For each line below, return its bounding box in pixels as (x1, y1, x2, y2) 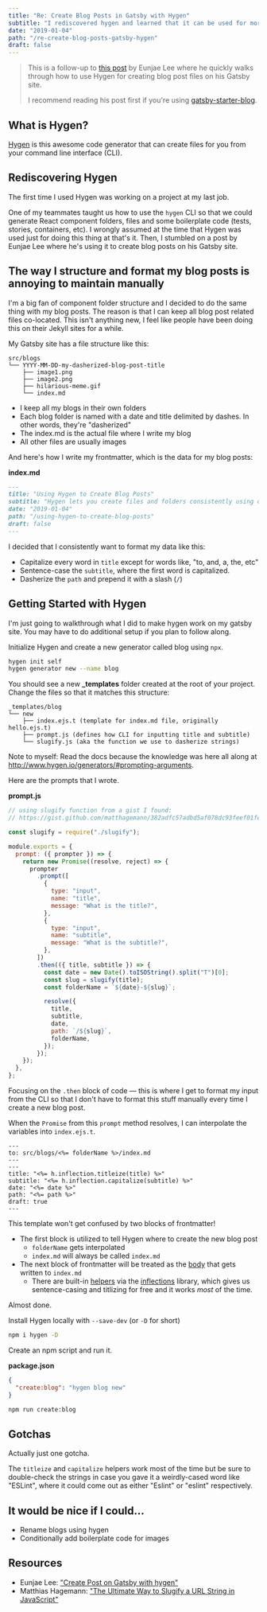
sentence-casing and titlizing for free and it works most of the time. (31, 1285, 253, 1294)
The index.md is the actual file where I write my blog (19, 428, 192, 438)
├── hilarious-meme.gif (22, 382, 102, 390)
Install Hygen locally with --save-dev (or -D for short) (8, 1316, 180, 1325)
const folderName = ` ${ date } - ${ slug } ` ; (43, 983, 176, 991)
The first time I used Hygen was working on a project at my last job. (8, 192, 230, 201)
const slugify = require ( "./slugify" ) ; (8, 828, 141, 836)
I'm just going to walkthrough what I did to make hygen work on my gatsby (8, 618, 253, 628)
